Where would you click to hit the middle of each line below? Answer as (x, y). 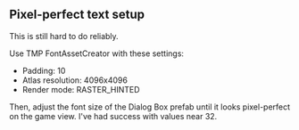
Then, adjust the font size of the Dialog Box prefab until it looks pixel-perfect (150, 107)
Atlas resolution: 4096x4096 (75, 80)
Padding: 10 (44, 70)
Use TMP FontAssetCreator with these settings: (97, 53)
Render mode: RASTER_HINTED (81, 89)
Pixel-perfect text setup (77, 15)
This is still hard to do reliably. (64, 36)
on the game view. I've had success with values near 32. (113, 116)
